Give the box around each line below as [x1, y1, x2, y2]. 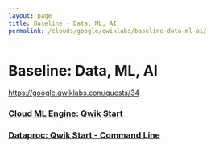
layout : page [8, 11, 52, 20]
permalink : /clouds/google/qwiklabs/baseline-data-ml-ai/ [8, 27, 207, 35]
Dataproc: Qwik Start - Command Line [8, 129, 160, 141]
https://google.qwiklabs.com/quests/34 [8, 88, 140, 97]
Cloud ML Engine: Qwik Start [8, 108, 123, 119]
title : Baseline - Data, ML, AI [8, 19, 117, 27]
